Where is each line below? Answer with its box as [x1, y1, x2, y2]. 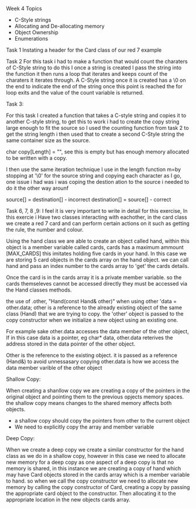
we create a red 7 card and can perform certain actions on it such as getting [6, 220, 190, 227]
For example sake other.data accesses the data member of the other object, [6, 328, 189, 334]
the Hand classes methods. [6, 286, 72, 293]
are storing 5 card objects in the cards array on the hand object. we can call [6, 256, 189, 263]
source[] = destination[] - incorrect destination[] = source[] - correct [6, 196, 171, 203]
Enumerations [14, 35, 49, 42]
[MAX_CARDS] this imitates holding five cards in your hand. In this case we [6, 250, 187, 257]
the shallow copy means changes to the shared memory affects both [6, 400, 172, 406]
